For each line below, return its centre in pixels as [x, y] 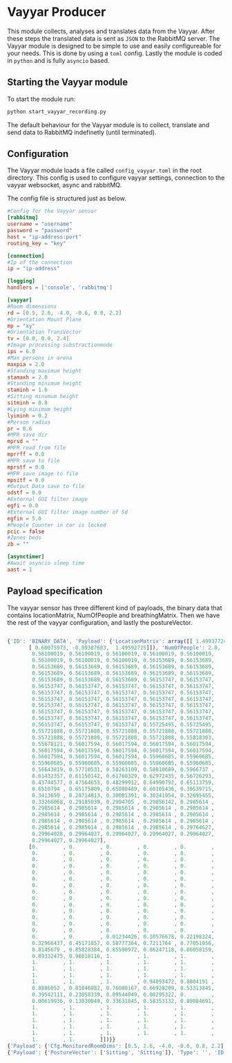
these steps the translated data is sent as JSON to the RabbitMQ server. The [114, 38]
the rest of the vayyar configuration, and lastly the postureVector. [100, 622]
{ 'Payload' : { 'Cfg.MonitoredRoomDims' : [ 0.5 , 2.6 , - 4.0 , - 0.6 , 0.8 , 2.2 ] [116, 1046]
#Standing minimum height [44, 384]
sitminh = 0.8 [28, 403]
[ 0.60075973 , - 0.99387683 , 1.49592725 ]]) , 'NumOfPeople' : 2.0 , [125, 648]
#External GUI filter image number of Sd [68, 512]
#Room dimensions [32, 306]
